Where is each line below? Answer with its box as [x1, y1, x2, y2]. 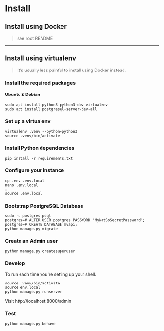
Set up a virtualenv [5, 118, 51, 125]
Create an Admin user [5, 238, 58, 245]
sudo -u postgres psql [5, 213, 51, 218]
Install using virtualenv [5, 54, 77, 63]
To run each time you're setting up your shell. [5, 271, 97, 277]
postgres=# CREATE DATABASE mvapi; [5, 222, 78, 227]
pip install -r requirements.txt [5, 156, 73, 161]
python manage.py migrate [5, 226, 58, 232]
